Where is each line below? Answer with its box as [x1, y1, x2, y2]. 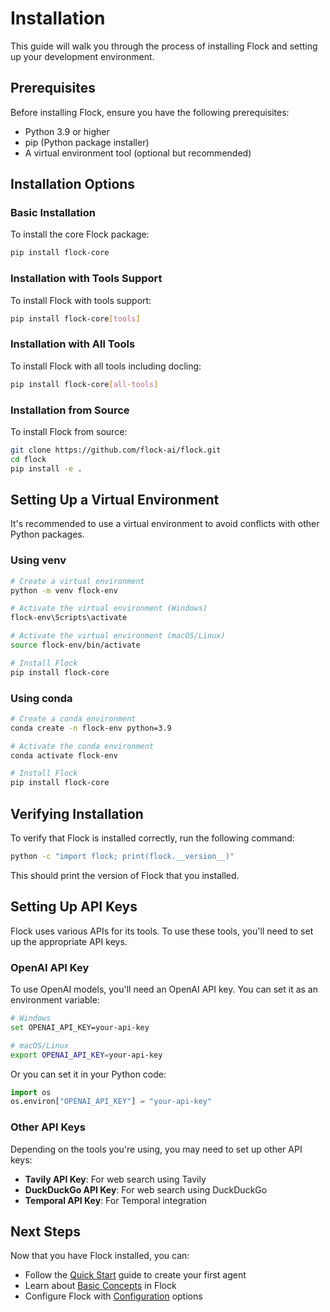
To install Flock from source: [10, 425, 128, 437]
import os [10, 1087, 52, 1097]
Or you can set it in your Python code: [10, 1068, 167, 1080]
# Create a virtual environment [10, 576, 145, 586]
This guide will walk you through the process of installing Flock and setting [10, 40, 318, 52]
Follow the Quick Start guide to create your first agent [24, 1269, 247, 1281]
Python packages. [10, 528, 85, 541]
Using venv [10, 553, 67, 567]
